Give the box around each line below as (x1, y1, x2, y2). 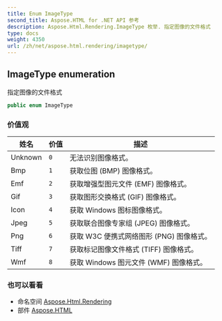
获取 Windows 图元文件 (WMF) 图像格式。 (69, 257, 207, 267)
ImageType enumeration (7, 68, 116, 80)
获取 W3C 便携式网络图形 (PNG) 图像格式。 (69, 231, 212, 241)
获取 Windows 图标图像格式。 (69, 205, 167, 215)
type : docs (7, 29, 39, 37)
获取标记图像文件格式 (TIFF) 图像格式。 (69, 244, 198, 254)
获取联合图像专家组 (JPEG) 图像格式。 (69, 218, 195, 227)
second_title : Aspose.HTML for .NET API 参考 (7, 17, 139, 24)
